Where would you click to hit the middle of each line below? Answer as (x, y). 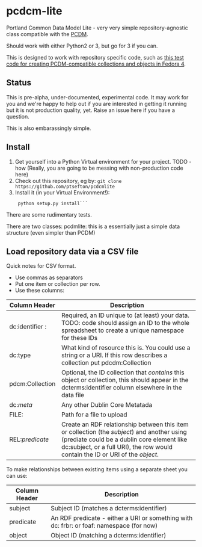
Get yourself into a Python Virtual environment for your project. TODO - (103, 161)
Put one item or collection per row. (57, 284)
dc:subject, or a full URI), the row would (117, 447)
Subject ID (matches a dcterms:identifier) (109, 508)
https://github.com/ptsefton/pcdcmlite (65, 187)
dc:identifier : (28, 327)
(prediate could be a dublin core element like (124, 439)
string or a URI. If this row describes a (114, 355)
